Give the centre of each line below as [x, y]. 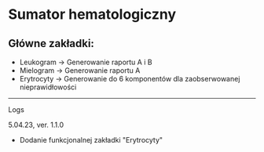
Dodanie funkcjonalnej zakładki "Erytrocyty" [91, 140]
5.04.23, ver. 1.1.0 [36, 125]
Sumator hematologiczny [92, 14]
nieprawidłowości [48, 87]
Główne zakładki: [51, 43]
